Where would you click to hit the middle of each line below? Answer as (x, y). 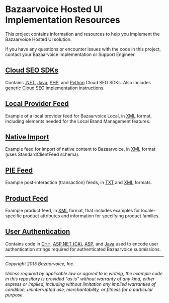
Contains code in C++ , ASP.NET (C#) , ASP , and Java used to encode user (82, 244)
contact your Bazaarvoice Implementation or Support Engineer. (70, 54)
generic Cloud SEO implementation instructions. (55, 88)
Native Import (27, 137)
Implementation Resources (63, 20)
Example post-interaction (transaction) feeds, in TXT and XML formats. (79, 183)
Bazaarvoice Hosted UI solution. (38, 39)
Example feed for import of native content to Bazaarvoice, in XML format (80, 149)
